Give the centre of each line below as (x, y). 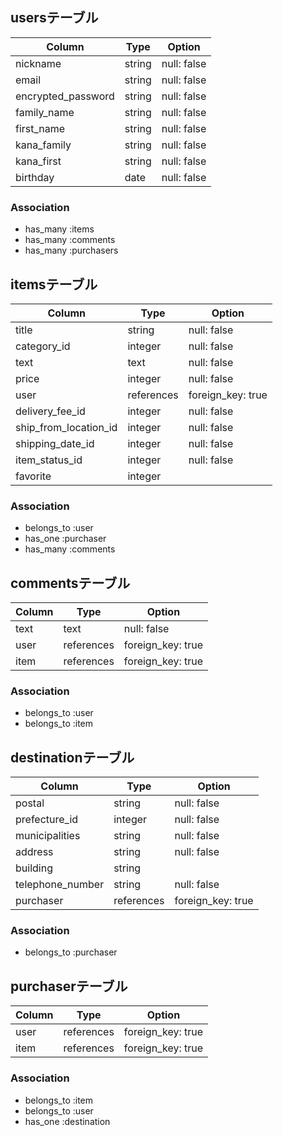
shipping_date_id (55, 443)
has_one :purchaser (65, 539)
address (34, 852)
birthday (35, 177)
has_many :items (59, 229)
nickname (38, 63)
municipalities (48, 836)
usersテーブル (54, 18)
